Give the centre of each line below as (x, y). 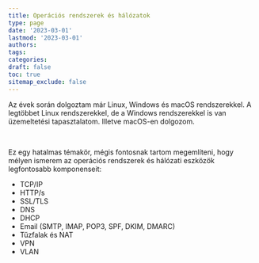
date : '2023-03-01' (40, 30)
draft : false (30, 67)
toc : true (25, 74)
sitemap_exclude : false (48, 82)
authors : (23, 45)
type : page (26, 23)
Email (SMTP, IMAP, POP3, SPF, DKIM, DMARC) (97, 226)
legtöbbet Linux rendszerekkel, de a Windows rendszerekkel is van (118, 112)
